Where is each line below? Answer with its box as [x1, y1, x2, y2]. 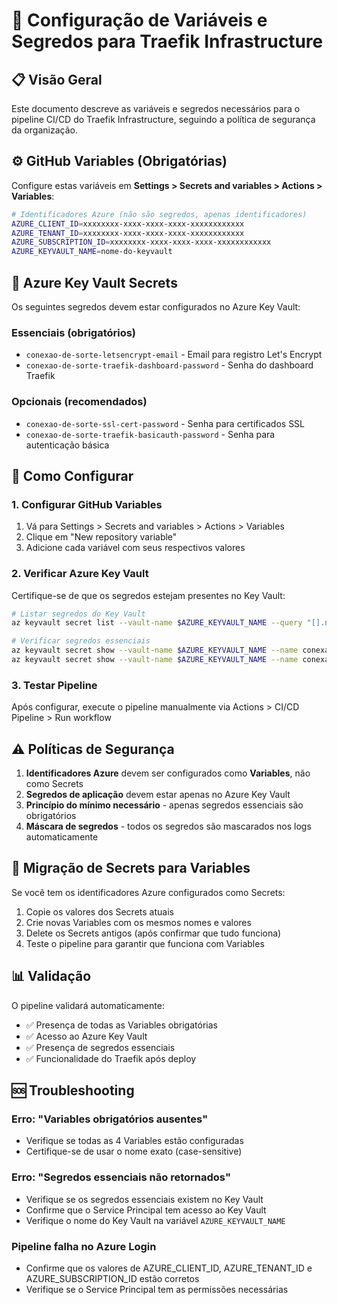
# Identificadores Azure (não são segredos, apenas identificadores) [11, 209, 308, 219]
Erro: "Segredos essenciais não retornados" [11, 1170, 231, 1184]
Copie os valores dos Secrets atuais [25, 905, 174, 918]
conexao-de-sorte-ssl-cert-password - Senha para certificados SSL [25, 417, 306, 429]
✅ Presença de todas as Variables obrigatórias [25, 1019, 218, 1031]
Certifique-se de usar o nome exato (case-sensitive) [25, 1145, 243, 1158]
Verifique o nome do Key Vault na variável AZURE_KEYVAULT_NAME [25, 1214, 286, 1226]
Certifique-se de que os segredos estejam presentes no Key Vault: [11, 589, 286, 601]
